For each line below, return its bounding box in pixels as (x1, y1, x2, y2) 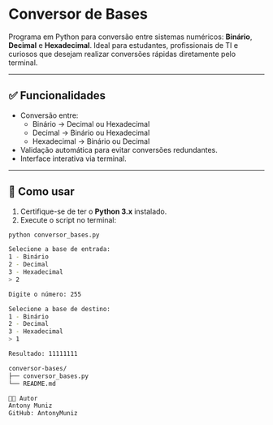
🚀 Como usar (8, 184, 75, 199)
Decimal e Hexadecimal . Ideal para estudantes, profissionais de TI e (8, 40, 238, 50)
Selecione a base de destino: (8, 305, 111, 313)
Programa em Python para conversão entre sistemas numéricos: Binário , (8, 32, 253, 41)
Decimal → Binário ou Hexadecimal (32, 128, 150, 137)
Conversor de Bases (8, 5, 148, 24)
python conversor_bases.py (8, 231, 100, 239)
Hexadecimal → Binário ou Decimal (32, 136, 150, 146)
